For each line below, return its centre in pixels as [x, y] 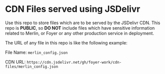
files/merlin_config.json [32, 67]
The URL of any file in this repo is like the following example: [66, 42]
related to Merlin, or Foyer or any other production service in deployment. [80, 33]
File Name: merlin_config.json [36, 52]
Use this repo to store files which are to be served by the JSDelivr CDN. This [83, 23]
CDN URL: [16, 62]
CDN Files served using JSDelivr [73, 9]
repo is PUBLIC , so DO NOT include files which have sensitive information [80, 28]
